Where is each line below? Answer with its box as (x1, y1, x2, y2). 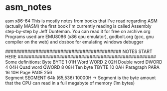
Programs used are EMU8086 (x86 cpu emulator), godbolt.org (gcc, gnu (5, 34, 154, 40)
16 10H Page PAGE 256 (5, 69, 52, 75)
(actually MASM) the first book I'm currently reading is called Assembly (5, 23, 152, 29)
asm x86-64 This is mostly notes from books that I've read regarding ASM (5, 18, 158, 24)
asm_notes (5, 1, 52, 13)
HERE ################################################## (5, 53, 156, 59)
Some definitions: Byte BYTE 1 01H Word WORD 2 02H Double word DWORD (5, 59, 163, 65)
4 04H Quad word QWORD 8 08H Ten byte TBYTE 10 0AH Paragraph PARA (5, 64, 160, 70)
